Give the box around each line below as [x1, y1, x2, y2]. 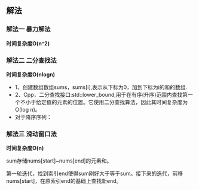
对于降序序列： [14, 113, 52, 121]
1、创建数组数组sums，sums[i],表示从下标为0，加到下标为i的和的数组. [14, 83, 188, 91]
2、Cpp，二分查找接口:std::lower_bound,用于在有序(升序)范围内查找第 [14, 91, 188, 98]
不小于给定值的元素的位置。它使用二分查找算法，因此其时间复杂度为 [20, 98, 188, 106]
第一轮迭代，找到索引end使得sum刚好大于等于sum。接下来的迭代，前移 [6, 170, 183, 177]
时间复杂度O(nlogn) [6, 71, 56, 78]
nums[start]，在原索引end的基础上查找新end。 [6, 177, 122, 185]
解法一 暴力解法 [6, 25, 51, 33]
